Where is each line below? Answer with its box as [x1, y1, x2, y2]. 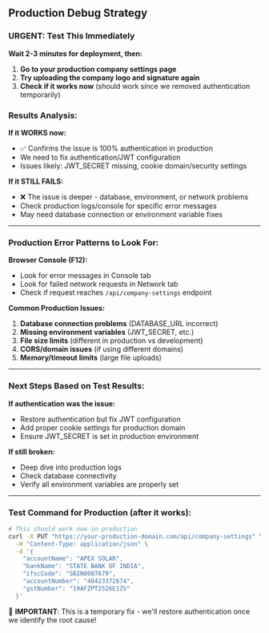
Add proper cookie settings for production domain [19, 422, 186, 432]
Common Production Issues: [8, 304, 106, 313]
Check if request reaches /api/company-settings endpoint [19, 288, 212, 297]
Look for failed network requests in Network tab [19, 280, 179, 289]
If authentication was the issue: [8, 398, 116, 408]
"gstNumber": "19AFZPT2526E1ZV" [22, 584, 130, 592]
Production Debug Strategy [8, 6, 148, 20]
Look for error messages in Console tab [19, 271, 151, 280]
